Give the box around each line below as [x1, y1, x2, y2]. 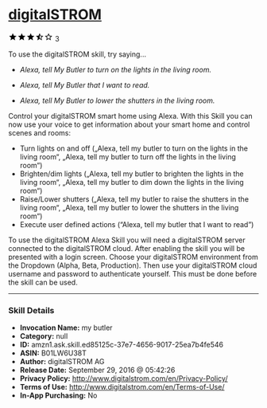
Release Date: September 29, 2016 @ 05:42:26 [19, 365, 176, 375]
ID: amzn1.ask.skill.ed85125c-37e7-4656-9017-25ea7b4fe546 [19, 340, 224, 350]
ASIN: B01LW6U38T [19, 348, 87, 358]
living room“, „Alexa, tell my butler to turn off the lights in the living [19, 151, 236, 161]
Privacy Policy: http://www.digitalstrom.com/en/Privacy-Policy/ [19, 374, 228, 383]
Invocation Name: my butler [19, 323, 113, 332]
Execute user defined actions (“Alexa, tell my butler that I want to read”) [19, 219, 254, 229]
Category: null [19, 331, 68, 341]
